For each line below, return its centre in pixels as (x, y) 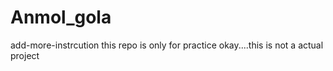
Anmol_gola (61, 17)
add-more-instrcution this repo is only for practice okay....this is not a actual (167, 45)
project (25, 55)
